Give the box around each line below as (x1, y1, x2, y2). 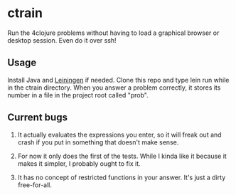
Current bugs (7, 112, 68, 124)
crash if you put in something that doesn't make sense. (17, 137, 179, 147)
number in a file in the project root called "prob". (7, 90, 149, 99)
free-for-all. (17, 180, 52, 189)
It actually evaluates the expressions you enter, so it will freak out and (17, 130, 222, 139)
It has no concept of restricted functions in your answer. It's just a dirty (17, 173, 226, 181)
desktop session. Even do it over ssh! (7, 36, 117, 44)
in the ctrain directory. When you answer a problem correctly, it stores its (7, 83, 221, 92)
